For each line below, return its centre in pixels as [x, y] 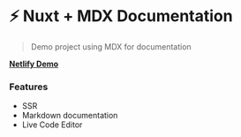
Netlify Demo [34, 64]
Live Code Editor [52, 125]
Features [29, 87]
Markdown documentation [70, 116]
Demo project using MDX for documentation [111, 46]
